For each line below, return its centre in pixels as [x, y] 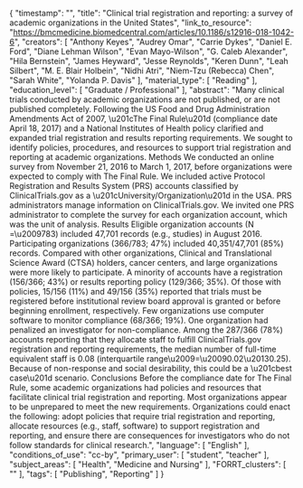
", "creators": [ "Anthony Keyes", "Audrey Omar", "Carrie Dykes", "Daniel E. [153, 42]
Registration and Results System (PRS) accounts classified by [124, 186]
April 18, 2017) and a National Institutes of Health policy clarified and [137, 128]
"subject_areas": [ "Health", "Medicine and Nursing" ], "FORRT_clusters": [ [148, 464]
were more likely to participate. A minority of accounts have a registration [146, 272]
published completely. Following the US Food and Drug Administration [140, 109]
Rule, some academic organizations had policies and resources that [136, 387]
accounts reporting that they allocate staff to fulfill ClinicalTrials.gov [136, 339]
